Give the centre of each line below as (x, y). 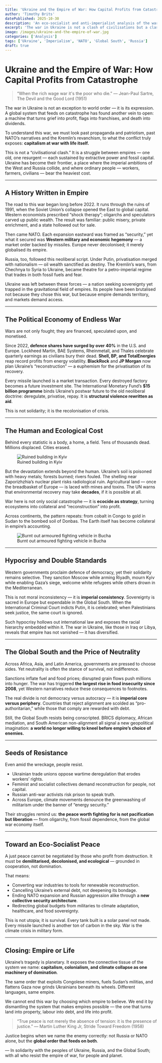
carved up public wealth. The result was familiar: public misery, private (75, 220)
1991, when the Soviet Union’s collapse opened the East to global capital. (77, 209)
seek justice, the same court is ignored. (44, 612)
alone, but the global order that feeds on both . (52, 1041)
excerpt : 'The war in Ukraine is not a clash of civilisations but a (76, 28)
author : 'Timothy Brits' (30, 14)
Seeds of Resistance (37, 753)
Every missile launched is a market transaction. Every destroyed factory (76, 381)
